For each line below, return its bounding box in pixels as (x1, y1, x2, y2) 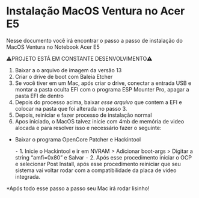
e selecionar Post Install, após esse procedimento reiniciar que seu (14, 160, 182, 167)
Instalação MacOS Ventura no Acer (6, 4, 185, 18)
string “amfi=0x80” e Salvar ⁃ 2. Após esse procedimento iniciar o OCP (14, 153, 192, 161)
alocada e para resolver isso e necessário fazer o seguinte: (14, 124, 162, 131)
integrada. (14, 173, 41, 180)
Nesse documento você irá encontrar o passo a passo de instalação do (6, 37, 183, 44)
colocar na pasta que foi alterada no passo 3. (14, 105, 127, 112)
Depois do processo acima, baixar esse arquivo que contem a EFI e (14, 98, 182, 106)
